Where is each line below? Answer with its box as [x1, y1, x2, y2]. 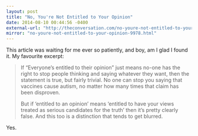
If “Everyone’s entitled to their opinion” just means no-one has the [20, 64, 181, 71]
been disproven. [20, 89, 61, 96]
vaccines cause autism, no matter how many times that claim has [20, 83, 179, 90]
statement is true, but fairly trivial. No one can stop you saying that [20, 77, 183, 84]
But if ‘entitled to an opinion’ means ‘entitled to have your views [20, 100, 174, 107]
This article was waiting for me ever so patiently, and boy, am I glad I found [6, 46, 189, 53]
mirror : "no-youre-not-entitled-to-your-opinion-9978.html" [6, 30, 157, 36]
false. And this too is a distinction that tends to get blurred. [20, 113, 163, 120]
